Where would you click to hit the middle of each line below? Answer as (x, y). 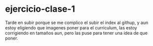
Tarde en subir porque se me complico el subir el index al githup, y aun (77, 23)
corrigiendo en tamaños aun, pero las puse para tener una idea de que (76, 33)
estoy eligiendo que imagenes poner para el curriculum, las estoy (71, 27)
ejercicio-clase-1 (40, 9)
